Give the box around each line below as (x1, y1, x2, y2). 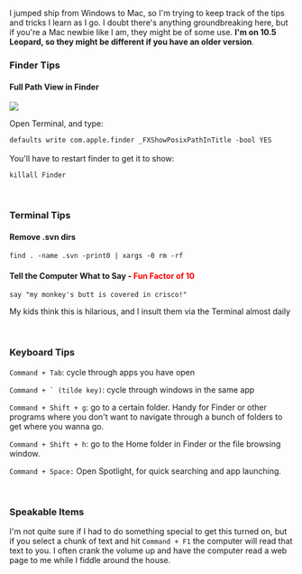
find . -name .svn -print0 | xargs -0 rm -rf (9, 252, 183, 261)
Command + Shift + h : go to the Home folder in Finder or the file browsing (9, 438, 281, 449)
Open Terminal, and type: (9, 118, 104, 129)
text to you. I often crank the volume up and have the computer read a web (9, 545, 288, 556)
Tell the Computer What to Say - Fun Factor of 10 (9, 270, 196, 281)
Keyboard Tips (9, 347, 75, 359)
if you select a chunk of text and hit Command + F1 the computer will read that (9, 536, 293, 547)
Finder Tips (9, 59, 60, 71)
